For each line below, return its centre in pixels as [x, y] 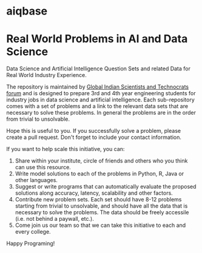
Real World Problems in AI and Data [97, 39]
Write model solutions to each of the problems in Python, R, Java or [99, 174]
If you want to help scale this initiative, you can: [66, 149]
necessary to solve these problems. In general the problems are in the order [101, 113]
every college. [33, 232]
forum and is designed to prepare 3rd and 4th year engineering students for [101, 93]
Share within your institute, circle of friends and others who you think [101, 161]
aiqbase [27, 11]
